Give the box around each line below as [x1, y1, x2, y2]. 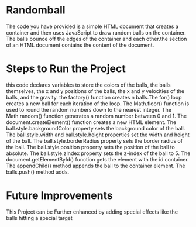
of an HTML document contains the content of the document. [6, 42, 154, 49]
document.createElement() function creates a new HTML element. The [6, 118, 177, 126]
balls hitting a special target [6, 214, 73, 221]
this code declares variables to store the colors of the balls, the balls [6, 81, 171, 88]
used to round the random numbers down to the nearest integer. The [6, 106, 171, 113]
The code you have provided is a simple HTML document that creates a [6, 23, 178, 30]
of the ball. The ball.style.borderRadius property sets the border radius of [6, 137, 183, 144]
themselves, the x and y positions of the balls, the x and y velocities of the [6, 87, 185, 94]
